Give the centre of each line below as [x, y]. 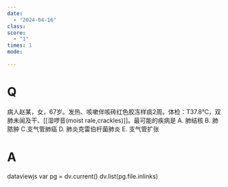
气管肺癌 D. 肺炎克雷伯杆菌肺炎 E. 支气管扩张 [96, 129]
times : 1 [20, 45]
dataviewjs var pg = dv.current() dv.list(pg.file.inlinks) [83, 176]
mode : [15, 52]
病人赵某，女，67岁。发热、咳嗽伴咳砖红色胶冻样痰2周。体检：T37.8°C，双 [114, 111]
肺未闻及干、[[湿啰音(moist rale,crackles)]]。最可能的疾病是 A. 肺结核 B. [109, 120]
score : [16, 33]
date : [15, 13]
